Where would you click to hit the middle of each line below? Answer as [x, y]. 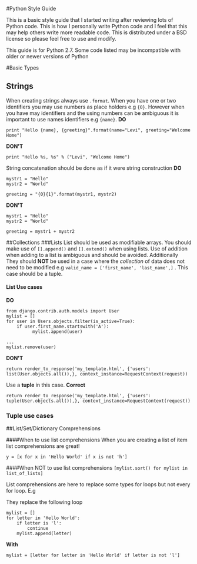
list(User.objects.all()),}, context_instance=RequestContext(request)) [97, 374]
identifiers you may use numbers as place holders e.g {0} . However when [96, 107]
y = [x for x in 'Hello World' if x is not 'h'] [67, 457]
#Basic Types [23, 68]
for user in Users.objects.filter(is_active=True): [71, 321]
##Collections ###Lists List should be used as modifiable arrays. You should [99, 242]
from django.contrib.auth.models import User [63, 311]
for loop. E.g [21, 491]
